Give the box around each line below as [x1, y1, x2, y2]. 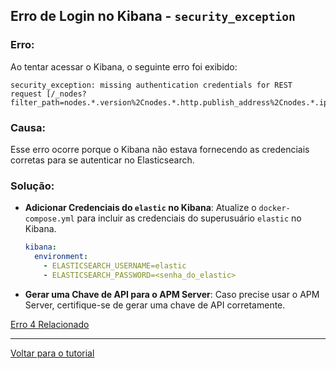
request [10, 89, 43, 99]
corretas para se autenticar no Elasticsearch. [10, 154, 195, 166]
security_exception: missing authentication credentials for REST [10, 80, 293, 90]
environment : [34, 252, 89, 262]
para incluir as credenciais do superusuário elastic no [76, 212, 302, 224]
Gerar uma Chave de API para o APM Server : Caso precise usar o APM [24, 288, 320, 300]
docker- [258, 204, 291, 214]
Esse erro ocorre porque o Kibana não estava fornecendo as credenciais [10, 143, 310, 155]
